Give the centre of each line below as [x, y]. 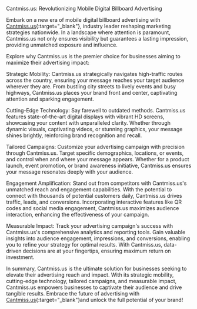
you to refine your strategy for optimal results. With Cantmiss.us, [84, 245]
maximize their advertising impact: [48, 62]
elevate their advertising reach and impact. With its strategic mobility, [90, 275]
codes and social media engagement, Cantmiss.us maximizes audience [93, 208]
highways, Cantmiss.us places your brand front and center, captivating [92, 93]
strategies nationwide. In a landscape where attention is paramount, [88, 32]
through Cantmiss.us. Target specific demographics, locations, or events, [95, 153]
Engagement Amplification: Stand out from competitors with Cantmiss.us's [96, 183]
